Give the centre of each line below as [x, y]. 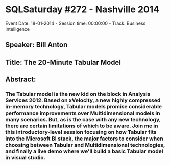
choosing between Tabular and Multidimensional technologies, [85, 145]
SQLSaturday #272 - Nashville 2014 [82, 9]
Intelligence [17, 29]
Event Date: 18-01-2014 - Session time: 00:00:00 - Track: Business [76, 23]
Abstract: [21, 80]
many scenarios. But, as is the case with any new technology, [83, 120]
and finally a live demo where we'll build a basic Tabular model [84, 151]
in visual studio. [26, 158]
